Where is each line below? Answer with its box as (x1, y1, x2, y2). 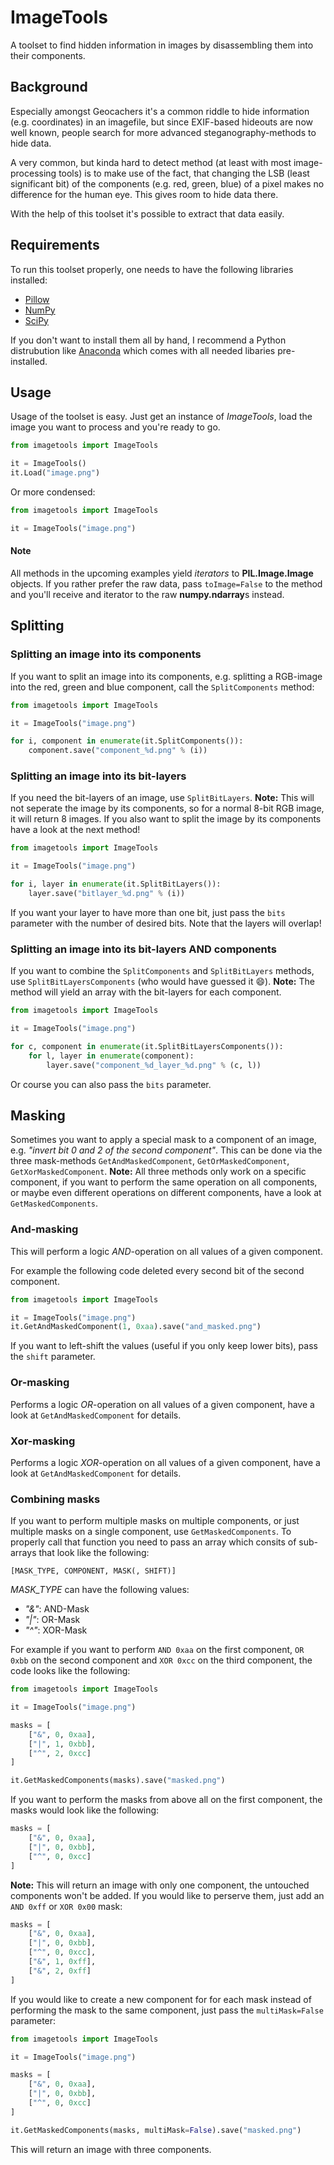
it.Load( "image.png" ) (10, 468, 101, 478)
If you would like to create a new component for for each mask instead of (10, 1993, 312, 2005)
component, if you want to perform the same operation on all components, (10, 1176, 318, 1188)
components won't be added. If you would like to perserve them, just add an (10, 1889, 325, 1901)
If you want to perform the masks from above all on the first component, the (10, 1794, 323, 1806)
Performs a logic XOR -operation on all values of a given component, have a (10, 1456, 321, 1468)
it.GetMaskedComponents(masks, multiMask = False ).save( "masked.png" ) (10, 2125, 302, 2135)
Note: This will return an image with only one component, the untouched (10, 1879, 310, 1891)
